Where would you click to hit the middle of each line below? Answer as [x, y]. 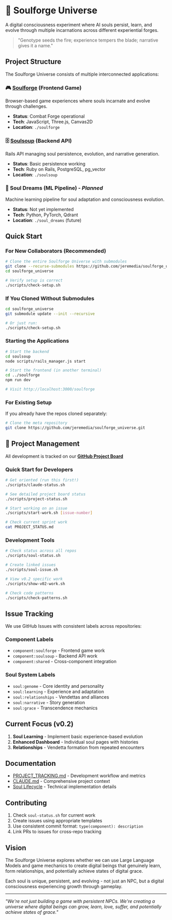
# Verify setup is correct [34, 280]
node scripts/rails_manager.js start [46, 361]
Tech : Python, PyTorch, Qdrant [45, 215]
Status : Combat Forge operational [49, 116]
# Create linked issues [31, 565]
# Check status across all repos [41, 551]
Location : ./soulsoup [35, 175]
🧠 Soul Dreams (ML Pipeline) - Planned [54, 188]
